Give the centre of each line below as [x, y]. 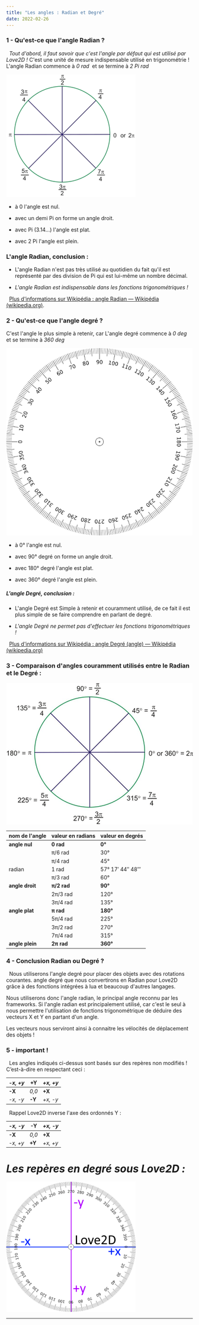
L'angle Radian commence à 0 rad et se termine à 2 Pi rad [78, 66]
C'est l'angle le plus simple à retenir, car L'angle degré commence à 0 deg [97, 334]
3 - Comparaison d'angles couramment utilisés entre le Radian [98, 666]
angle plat [21, 911]
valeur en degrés [122, 835]
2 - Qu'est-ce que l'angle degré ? [54, 321]
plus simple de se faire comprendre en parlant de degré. [84, 615]
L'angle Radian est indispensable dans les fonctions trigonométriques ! [101, 287]
